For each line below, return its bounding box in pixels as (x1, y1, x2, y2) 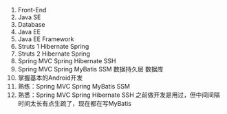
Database (17, 21, 45, 28)
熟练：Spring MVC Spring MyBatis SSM (17, 82, 130, 90)
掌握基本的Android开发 (17, 73, 83, 82)
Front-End (17, 6, 47, 14)
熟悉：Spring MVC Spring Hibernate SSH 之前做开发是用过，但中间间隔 (17, 91, 221, 99)
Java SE (17, 13, 41, 21)
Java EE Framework (17, 35, 74, 43)
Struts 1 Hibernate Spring (17, 43, 89, 50)
